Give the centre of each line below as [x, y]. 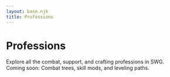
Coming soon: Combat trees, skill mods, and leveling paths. [78, 68]
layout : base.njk [27, 11]
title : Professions [30, 17]
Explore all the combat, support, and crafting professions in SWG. [85, 62]
